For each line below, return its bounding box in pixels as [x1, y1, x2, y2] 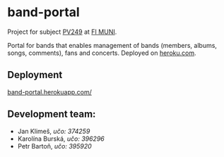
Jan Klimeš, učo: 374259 [17, 127, 90, 135]
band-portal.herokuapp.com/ [7, 87, 92, 96]
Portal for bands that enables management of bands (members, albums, [7, 41, 218, 49]
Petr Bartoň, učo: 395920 [17, 142, 92, 150]
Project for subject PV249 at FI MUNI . [7, 27, 117, 36]
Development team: [7, 108, 96, 120]
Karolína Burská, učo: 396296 [17, 134, 105, 143]
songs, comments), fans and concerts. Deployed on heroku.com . [7, 49, 196, 57]
